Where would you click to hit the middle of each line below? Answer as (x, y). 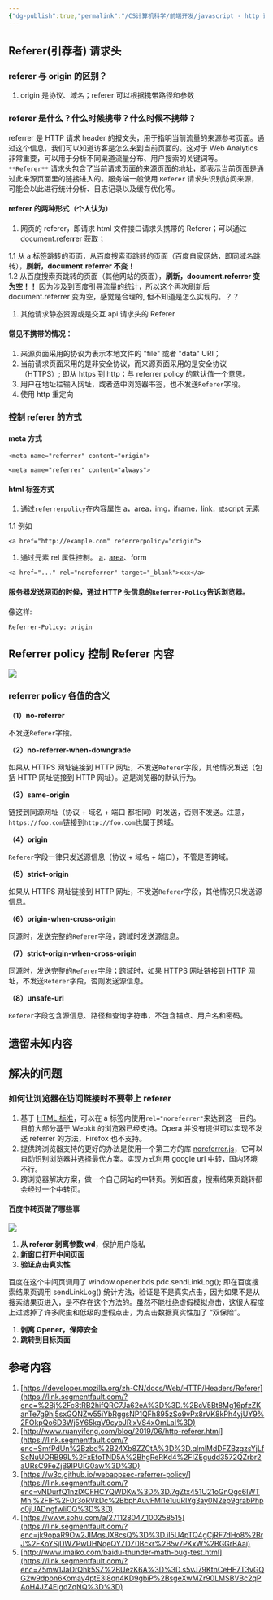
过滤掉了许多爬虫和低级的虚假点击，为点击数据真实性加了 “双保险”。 (130, 1312)
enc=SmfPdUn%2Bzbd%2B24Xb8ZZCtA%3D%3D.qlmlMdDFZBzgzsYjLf (142, 1448)
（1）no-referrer (37, 715)
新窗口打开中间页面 (52, 1254)
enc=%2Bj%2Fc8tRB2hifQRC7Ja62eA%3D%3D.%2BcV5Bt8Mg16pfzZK (141, 1405)
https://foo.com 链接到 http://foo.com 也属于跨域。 (93, 822)
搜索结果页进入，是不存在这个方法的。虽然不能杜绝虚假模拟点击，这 (122, 1301)
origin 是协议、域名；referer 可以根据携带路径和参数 (107, 95)
